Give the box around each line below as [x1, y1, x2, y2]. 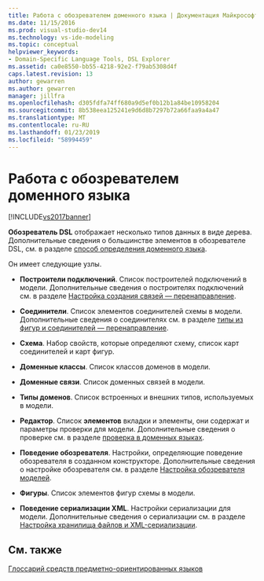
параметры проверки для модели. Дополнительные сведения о [19, 425, 236, 434]
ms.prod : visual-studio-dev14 [8, 26, 108, 34]
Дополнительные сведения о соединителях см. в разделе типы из [19, 315, 244, 325]
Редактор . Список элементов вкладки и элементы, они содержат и [19, 416, 250, 425]
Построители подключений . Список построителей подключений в [19, 274, 247, 284]
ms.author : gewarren [8, 84, 76, 93]
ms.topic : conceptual [8, 41, 79, 49]
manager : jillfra [8, 92, 65, 100]
